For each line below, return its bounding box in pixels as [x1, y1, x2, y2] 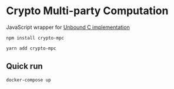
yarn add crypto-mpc [6, 45, 57, 51]
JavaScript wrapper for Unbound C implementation [6, 24, 130, 31]
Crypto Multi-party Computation [6, 4, 169, 18]
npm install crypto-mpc [6, 35, 65, 41]
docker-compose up [6, 77, 51, 83]
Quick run [6, 61, 43, 71]
